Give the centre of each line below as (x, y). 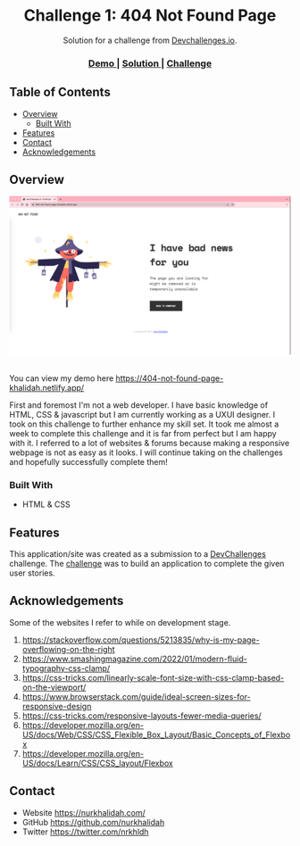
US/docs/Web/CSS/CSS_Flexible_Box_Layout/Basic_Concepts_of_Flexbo (156, 734)
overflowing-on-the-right (68, 649)
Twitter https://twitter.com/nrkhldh (85, 832)
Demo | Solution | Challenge (150, 63)
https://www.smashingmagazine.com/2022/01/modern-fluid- (134, 659)
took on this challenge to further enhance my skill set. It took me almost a (144, 424)
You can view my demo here (62, 378)
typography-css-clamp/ (66, 668)
